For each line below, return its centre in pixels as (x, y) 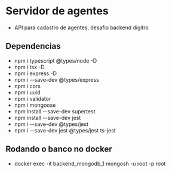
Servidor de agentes (57, 11)
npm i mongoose (35, 105)
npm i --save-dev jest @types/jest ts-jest (65, 130)
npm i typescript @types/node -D (56, 60)
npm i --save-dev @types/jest (51, 124)
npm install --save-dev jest (47, 118)
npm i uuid (27, 92)
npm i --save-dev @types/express (57, 79)
